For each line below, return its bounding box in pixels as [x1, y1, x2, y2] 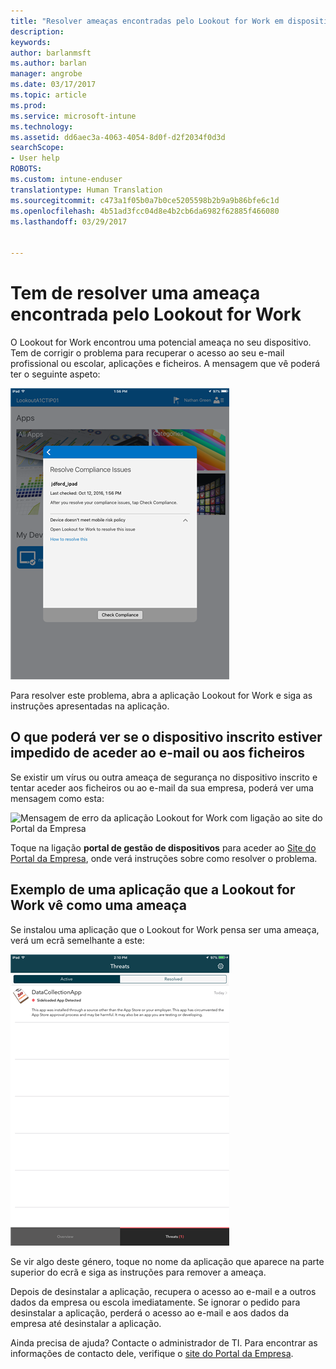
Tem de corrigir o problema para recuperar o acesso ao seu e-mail [10, 346, 285, 359]
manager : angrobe [10, 69, 83, 79]
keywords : [10, 37, 52, 47]
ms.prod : [10, 100, 47, 110]
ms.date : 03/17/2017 [10, 80, 97, 90]
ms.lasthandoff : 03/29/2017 [10, 216, 128, 227]
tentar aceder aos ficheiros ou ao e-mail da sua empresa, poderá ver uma [10, 781, 314, 794]
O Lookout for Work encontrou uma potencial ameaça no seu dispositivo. [10, 336, 312, 348]
